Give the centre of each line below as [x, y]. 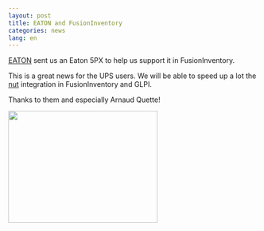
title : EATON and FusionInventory [66, 23]
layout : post [30, 16]
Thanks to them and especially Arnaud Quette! [84, 100]
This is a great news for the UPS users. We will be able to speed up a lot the [132, 76]
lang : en [23, 38]
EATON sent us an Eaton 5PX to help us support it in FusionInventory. [122, 61]
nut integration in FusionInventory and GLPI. [80, 84]
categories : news [37, 30]
